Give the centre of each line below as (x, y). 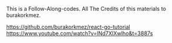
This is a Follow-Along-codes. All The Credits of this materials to (86, 9)
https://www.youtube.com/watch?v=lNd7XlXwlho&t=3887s (80, 33)
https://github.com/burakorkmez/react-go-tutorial (68, 27)
